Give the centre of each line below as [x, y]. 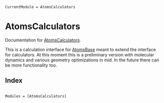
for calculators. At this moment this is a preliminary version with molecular [80, 54]
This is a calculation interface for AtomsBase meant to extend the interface [81, 50]
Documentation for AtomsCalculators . [43, 40]
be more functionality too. [31, 65]
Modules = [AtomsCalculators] [36, 96]
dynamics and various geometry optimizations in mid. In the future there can [82, 60]
